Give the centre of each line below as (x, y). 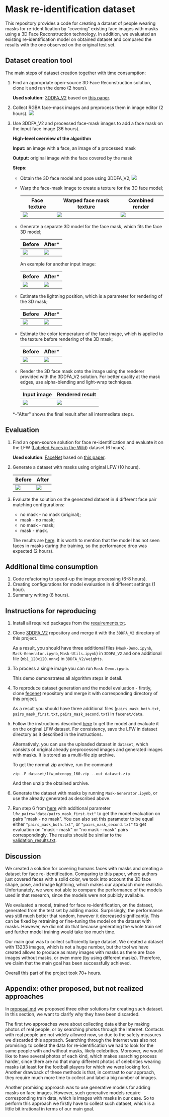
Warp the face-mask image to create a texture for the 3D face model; (92, 188)
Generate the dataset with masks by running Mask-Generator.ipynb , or (85, 793)
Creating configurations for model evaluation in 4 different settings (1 (84, 584)
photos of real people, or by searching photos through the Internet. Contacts (84, 1029)
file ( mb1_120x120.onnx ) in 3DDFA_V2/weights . (58, 659)
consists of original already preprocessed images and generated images (88, 750)
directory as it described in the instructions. (58, 734)
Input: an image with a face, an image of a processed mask (74, 148)
